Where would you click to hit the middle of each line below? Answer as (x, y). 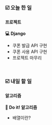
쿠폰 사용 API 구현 (30, 52)
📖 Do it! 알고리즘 (21, 107)
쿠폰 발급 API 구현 (30, 46)
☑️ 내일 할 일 (19, 81)
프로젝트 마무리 (27, 58)
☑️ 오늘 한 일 (19, 7)
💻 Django (15, 33)
